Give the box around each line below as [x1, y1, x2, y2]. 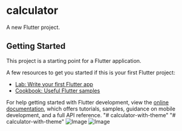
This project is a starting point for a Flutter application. [6, 57, 141, 64]
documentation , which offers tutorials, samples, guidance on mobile [6, 105, 175, 112]
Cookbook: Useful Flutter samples [15, 87, 100, 94]
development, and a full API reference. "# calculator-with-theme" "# [6, 111, 176, 118]
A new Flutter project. [6, 24, 60, 31]
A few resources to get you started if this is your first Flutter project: [6, 69, 175, 76]
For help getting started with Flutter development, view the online [6, 98, 169, 106]
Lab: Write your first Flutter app [15, 80, 94, 88]
